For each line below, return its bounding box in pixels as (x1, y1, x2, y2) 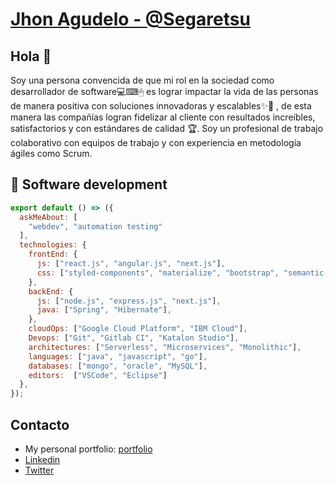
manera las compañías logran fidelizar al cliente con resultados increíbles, (10, 111, 316, 123)
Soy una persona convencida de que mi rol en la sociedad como (10, 74, 275, 86)
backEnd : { (28, 286, 74, 297)
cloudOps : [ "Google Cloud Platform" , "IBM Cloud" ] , (28, 324, 248, 334)
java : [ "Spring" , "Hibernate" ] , (36, 305, 172, 315)
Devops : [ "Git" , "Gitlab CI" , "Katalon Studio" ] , (28, 333, 240, 343)
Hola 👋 (10, 48, 52, 65)
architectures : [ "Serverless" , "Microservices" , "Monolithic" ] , (28, 342, 302, 352)
